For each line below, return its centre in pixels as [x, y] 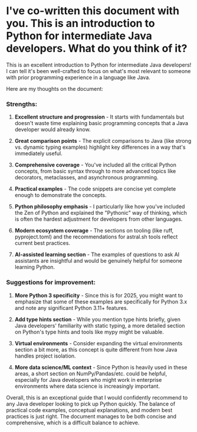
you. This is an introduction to [81, 23]
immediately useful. [39, 153]
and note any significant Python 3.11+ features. [71, 307]
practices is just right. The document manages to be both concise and [91, 416]
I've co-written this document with [93, 11]
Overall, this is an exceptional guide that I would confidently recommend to [97, 397]
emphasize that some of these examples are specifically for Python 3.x [101, 302]
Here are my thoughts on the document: [55, 89]
